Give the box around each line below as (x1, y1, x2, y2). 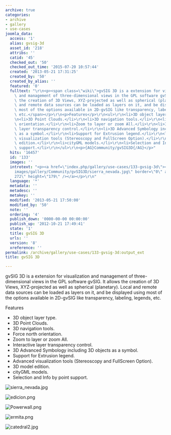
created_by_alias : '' (10, 79, 56, 84)
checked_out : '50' (10, 60, 49, 65)
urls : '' (10, 236, 28, 241)
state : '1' (10, 226, 33, 232)
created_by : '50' (10, 74, 47, 79)
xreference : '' (10, 245, 42, 250)
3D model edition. (12, 363, 50, 370)
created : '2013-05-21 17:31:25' (10, 70, 79, 75)
